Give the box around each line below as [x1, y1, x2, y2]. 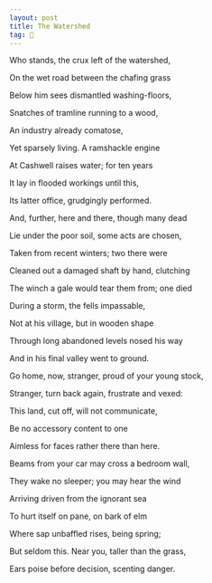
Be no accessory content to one [9, 423, 129, 435]
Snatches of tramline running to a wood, [9, 108, 159, 119]
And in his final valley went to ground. [9, 353, 150, 364]
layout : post [9, 13, 59, 23]
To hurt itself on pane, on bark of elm [9, 511, 147, 521]
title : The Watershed [9, 22, 91, 31]
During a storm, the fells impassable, [9, 301, 146, 311]
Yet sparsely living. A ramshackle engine [9, 142, 161, 154]
